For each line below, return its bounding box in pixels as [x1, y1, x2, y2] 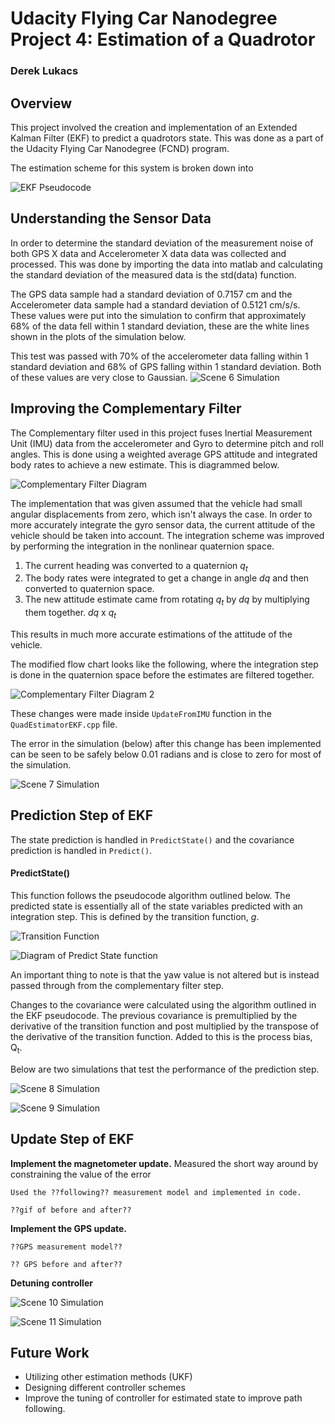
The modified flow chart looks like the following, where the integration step [10, 658, 319, 670]
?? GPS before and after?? [10, 1259, 123, 1269]
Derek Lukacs [10, 64, 79, 78]
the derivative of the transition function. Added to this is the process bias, [10, 1030, 313, 1042]
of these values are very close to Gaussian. [10, 371, 188, 383]
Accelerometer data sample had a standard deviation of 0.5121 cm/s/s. [10, 298, 301, 311]
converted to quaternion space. [24, 583, 155, 595]
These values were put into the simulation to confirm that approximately [10, 309, 307, 321]
